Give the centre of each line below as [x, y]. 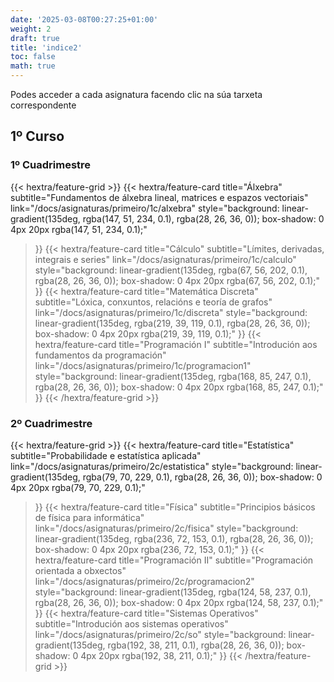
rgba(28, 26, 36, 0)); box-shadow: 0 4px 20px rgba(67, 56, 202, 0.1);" [177, 280]
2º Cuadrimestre [51, 423]
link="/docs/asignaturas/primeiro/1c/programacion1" [143, 365]
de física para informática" [89, 517]
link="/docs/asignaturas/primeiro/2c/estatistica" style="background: [152, 466]
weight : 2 [31, 29]
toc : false [33, 57]
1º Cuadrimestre [51, 165]
